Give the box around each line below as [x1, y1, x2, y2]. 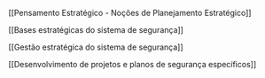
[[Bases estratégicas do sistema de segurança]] [8, 25, 183, 35]
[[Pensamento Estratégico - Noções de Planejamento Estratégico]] [8, 8, 252, 18]
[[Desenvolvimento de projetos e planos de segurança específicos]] [8, 59, 257, 69]
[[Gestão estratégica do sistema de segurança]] [8, 42, 183, 52]
